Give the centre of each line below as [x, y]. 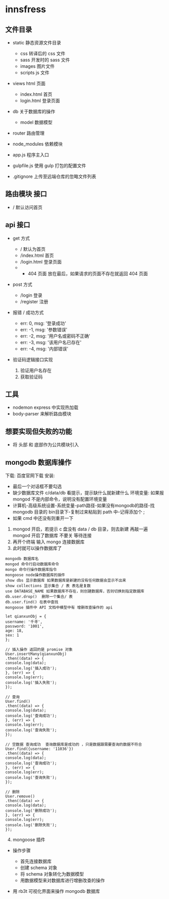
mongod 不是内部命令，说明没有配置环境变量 [60, 499]
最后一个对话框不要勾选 [37, 486]
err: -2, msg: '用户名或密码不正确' [55, 336]
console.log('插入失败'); [31, 683]
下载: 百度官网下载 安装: [30, 475]
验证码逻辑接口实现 [33, 359]
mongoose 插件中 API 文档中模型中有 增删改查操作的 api [59, 607]
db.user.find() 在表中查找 [32, 602]
